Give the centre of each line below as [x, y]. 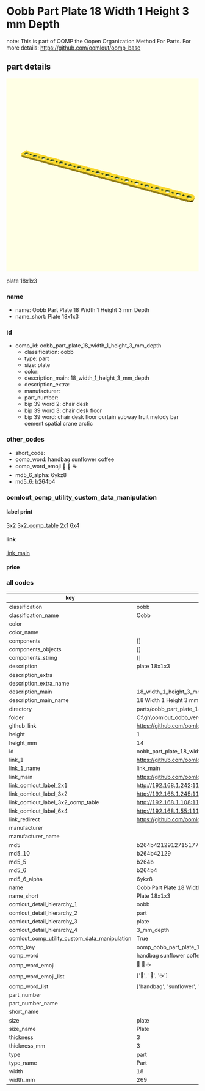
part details [29, 67]
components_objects [35, 649]
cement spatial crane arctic [59, 424]
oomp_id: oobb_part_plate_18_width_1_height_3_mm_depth [88, 346]
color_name [23, 632]
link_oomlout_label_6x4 [38, 811]
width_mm [22, 1080]
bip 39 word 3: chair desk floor [63, 410]
